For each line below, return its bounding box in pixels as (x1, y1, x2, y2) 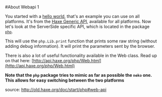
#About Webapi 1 (5, 4, 39, 10)
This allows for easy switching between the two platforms (5, 77, 125, 83)
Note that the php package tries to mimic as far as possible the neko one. (5, 72, 152, 78)
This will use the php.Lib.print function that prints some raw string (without (5, 38, 157, 44)
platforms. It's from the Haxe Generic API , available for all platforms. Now (5, 19, 151, 24)
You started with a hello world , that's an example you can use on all (5, 14, 140, 19)
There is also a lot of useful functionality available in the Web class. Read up (5, 53, 157, 58)
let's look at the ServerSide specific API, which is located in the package (5, 24, 150, 29)
